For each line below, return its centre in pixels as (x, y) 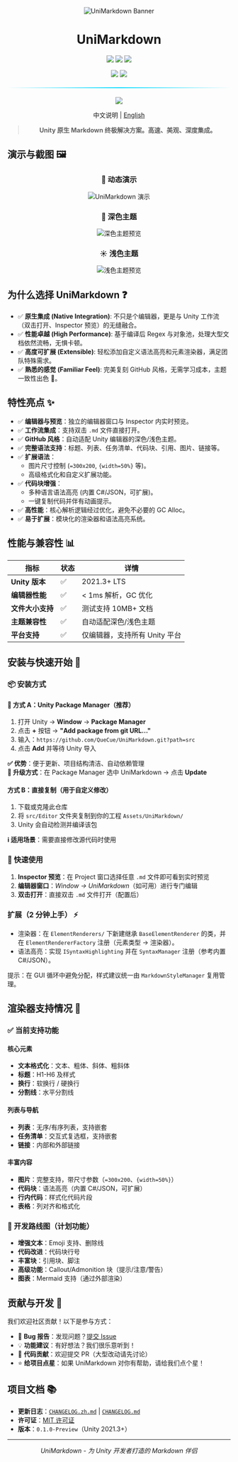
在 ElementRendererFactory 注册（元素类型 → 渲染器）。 (98, 942)
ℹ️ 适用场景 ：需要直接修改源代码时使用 (62, 839)
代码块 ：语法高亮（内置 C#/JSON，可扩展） (82, 1188)
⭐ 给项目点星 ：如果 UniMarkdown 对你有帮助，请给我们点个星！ (111, 1363)
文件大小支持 (33, 608)
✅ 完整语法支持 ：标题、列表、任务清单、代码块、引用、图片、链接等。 (120, 447)
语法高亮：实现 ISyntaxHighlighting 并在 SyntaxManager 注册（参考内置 (121, 951)
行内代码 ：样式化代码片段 (55, 1197)
